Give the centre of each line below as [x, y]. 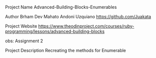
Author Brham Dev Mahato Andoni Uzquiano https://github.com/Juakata [78, 16]
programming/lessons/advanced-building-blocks [55, 31]
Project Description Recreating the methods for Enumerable [66, 50]
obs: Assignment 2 [24, 41]
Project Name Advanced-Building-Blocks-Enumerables [61, 7]
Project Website [21, 26]
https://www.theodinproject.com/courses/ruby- [86, 26]
